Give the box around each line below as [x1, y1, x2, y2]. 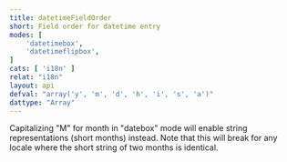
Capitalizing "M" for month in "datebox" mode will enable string [9, 123, 248, 134]
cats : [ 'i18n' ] [9, 65, 76, 74]
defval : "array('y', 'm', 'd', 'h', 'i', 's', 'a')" [9, 89, 214, 98]
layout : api [9, 81, 55, 90]
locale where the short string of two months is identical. [9, 142, 219, 153]
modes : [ [9, 30, 43, 39]
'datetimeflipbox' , [26, 47, 100, 56]
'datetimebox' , [26, 38, 84, 48]
